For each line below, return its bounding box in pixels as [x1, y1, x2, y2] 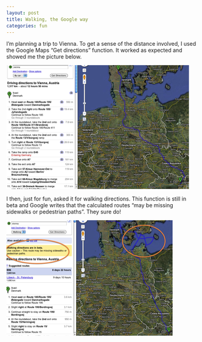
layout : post [6, 10, 40, 16]
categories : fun [6, 23, 47, 29]
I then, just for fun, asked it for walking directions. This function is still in [6, 195, 187, 202]
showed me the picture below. [6, 53, 82, 60]
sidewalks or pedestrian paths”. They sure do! [6, 208, 122, 216]
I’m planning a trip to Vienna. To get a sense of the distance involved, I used [6, 40, 197, 48]
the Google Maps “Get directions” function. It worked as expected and [6, 46, 183, 54]
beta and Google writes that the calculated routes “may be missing [6, 202, 173, 209]
